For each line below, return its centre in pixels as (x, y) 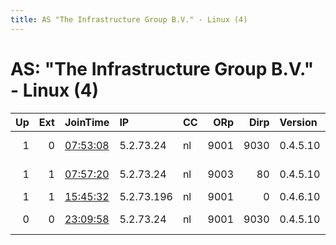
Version (298, 122)
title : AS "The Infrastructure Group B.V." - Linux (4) (129, 19)
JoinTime (87, 122)
